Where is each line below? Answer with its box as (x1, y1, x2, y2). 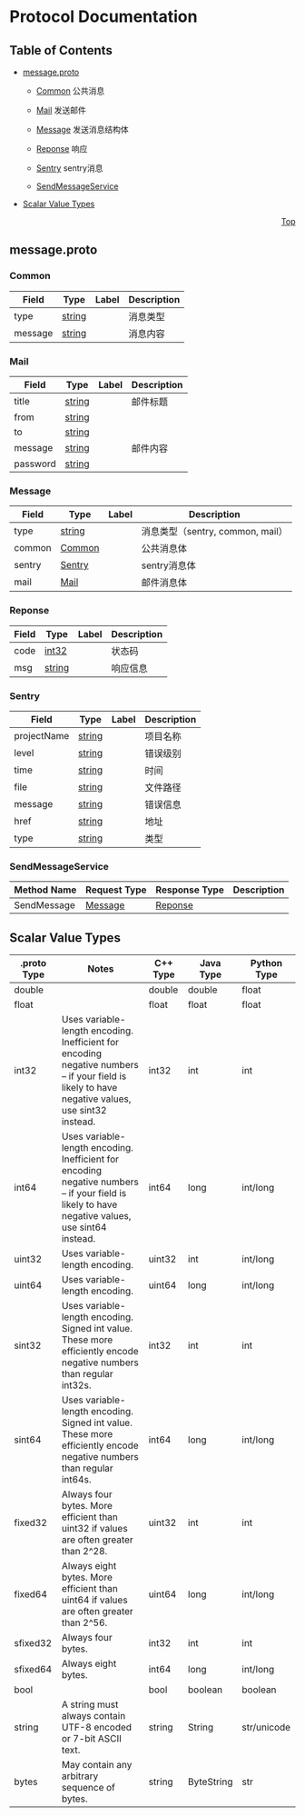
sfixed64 (14, 1662, 53, 1675)
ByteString (187, 1775, 233, 1788)
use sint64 (61, 1221, 107, 1233)
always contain (61, 1709, 126, 1722)
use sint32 (61, 1103, 107, 1116)
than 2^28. (61, 1544, 108, 1557)
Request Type (85, 884, 147, 896)
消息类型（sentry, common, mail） (141, 525, 288, 538)
